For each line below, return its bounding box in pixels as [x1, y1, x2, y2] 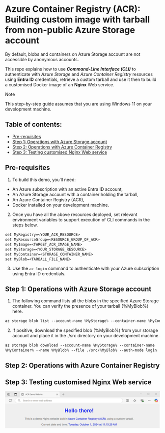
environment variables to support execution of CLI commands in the [12, 216, 150, 222]
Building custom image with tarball [5, 14, 150, 25]
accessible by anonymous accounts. [5, 56, 79, 62]
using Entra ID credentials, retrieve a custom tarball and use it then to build [5, 76, 157, 82]
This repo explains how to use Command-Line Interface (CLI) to [5, 66, 136, 72]
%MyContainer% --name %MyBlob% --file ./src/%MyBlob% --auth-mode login [5, 348, 157, 353]
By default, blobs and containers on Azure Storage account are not [5, 51, 141, 57]
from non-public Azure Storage [5, 25, 135, 36]
